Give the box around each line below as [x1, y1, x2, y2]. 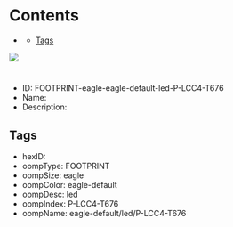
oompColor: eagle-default [21, 179, 117, 190]
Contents [9, 5, 80, 26]
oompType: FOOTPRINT [21, 160, 110, 171]
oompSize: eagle [21, 170, 84, 181]
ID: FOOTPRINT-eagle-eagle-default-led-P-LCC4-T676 [21, 83, 224, 93]
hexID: [21, 150, 46, 161]
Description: [21, 101, 68, 112]
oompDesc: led [21, 189, 78, 199]
